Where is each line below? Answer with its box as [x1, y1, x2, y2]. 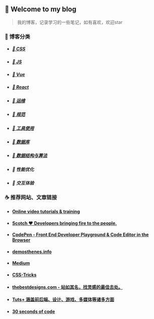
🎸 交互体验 [12, 180, 34, 186]
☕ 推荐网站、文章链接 [5, 194, 58, 201]
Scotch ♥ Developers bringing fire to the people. [12, 220, 117, 226]
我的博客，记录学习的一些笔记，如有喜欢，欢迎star [17, 19, 123, 25]
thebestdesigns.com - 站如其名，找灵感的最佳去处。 [12, 284, 123, 290]
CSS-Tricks [12, 272, 37, 278]
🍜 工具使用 [12, 125, 34, 131]
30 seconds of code [12, 308, 55, 314]
